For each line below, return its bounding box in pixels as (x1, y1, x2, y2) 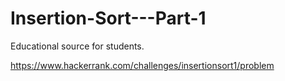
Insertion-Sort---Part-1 (10, 7, 207, 30)
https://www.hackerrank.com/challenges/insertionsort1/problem (10, 59, 275, 71)
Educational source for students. (10, 40, 145, 52)
